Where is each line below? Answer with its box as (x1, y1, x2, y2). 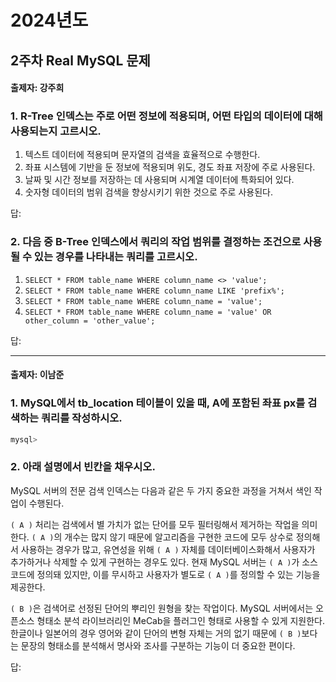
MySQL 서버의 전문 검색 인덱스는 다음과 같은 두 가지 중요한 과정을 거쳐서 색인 (10, 484, 312, 496)
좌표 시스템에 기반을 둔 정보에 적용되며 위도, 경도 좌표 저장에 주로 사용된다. (24, 161, 316, 173)
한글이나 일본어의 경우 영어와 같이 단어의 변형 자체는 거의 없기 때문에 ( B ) (10, 627, 302, 639)
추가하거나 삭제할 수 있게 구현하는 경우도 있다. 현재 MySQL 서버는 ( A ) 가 (10, 556, 300, 568)
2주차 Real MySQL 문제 (10, 52, 151, 69)
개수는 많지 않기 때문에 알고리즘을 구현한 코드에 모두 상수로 (64, 531, 294, 543)
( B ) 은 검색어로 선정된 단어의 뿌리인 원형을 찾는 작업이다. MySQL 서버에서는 (10, 602, 314, 614)
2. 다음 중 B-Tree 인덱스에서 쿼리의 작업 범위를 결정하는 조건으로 (10, 235, 302, 249)
